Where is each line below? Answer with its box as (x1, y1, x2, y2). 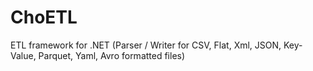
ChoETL (10, 6, 78, 29)
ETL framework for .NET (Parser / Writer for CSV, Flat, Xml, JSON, (10, 39, 282, 51)
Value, (10, 49, 37, 61)
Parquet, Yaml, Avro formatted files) (38, 49, 186, 61)
